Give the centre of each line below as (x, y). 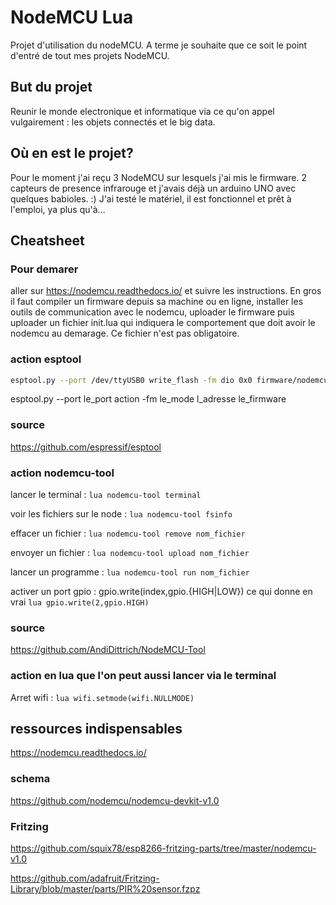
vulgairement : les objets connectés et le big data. (113, 122)
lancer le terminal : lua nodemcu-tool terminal (106, 495)
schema (30, 779)
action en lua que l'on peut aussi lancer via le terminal (143, 676)
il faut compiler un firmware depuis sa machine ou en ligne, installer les (157, 302)
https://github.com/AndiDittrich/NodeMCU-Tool (108, 650)
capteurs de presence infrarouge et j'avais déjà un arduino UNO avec (153, 188)
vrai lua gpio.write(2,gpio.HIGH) (80, 602)
